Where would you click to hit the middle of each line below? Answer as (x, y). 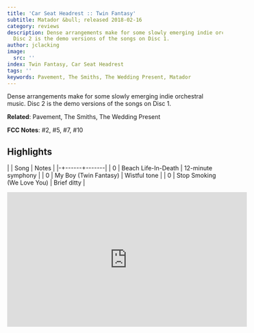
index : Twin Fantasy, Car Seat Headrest (66, 64)
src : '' (24, 58)
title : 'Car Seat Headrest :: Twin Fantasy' (72, 13)
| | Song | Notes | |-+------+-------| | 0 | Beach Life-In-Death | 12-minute (110, 168)
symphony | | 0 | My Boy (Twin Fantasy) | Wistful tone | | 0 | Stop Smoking (112, 176)
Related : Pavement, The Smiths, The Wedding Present (84, 117)
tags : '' (20, 70)
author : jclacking (33, 45)
